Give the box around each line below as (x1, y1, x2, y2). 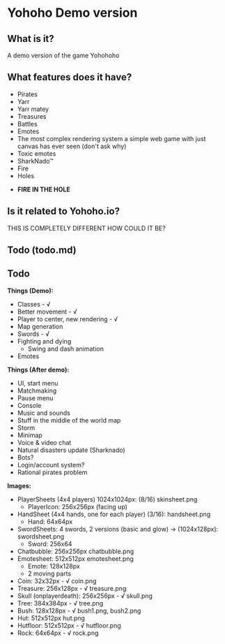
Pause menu (17, 393, 54, 402)
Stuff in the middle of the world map (17, 416, 121, 424)
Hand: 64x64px (27, 517, 73, 525)
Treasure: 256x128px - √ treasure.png (17, 584, 127, 592)
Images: (7, 481, 31, 490)
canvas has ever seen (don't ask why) (17, 142, 127, 150)
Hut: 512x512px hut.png (17, 613, 86, 622)
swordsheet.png (17, 532, 65, 541)
